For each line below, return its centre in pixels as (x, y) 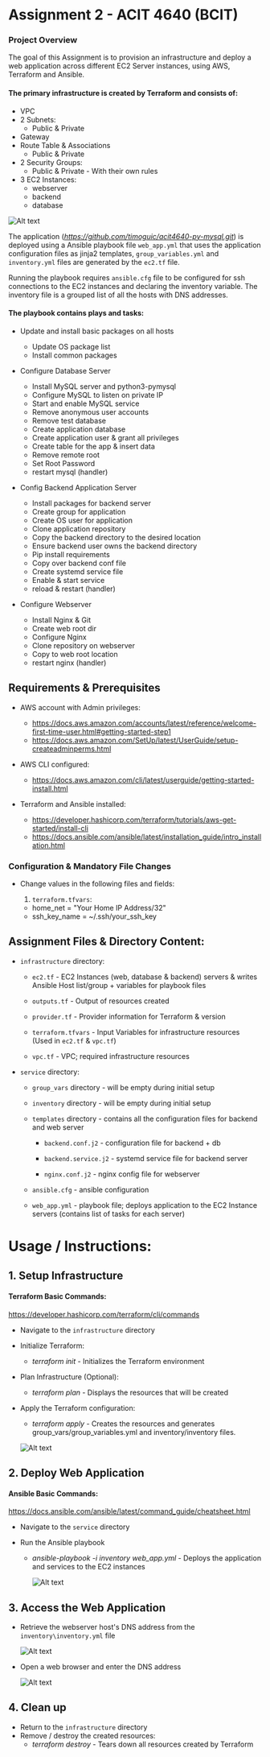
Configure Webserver (56, 604)
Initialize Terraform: (52, 1346)
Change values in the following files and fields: (97, 884)
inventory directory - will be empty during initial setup (121, 1103)
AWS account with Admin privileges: (80, 707)
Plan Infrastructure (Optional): (69, 1377)
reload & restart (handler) (74, 589)
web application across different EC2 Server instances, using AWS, (119, 66)
